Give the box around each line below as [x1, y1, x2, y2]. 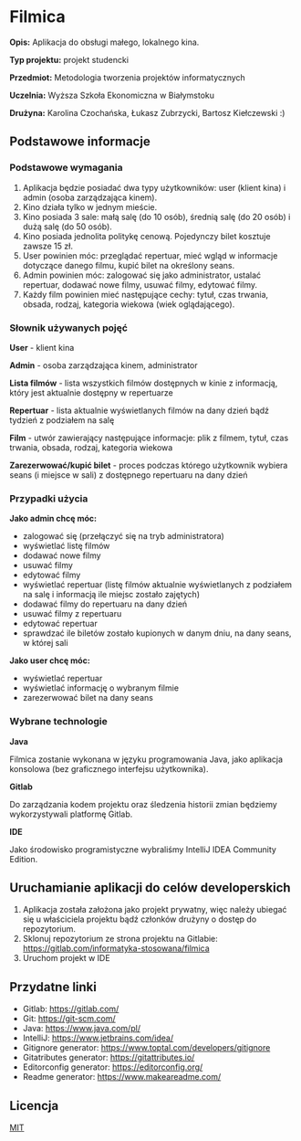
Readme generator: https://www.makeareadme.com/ [22, 1072, 222, 1083]
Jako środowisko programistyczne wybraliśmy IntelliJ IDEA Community [9, 843, 276, 855]
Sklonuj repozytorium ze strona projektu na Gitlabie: [22, 934, 219, 945]
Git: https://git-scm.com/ [22, 1013, 116, 1024]
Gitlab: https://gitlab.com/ [22, 1003, 119, 1015]
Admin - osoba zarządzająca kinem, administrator [9, 359, 198, 371]
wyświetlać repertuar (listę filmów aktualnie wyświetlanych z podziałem [22, 579, 293, 590]
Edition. [9, 853, 38, 864]
